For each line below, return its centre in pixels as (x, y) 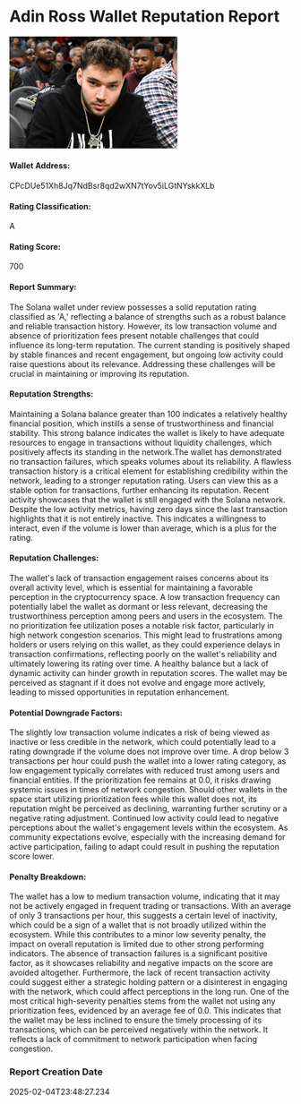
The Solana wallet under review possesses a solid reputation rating (133, 307)
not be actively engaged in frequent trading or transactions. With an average (150, 906)
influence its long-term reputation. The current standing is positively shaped (150, 345)
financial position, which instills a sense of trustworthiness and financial (142, 424)
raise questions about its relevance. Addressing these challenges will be (142, 364)
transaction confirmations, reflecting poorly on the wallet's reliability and (143, 654)
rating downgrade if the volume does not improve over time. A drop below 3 (149, 752)
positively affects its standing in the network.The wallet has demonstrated (146, 452)
